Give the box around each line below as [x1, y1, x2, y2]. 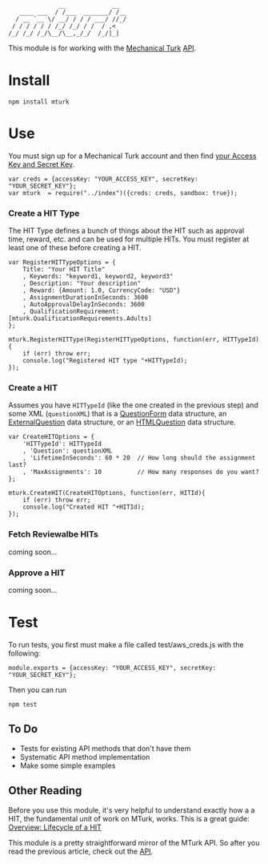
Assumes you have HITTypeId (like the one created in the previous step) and [8, 400, 258, 410]
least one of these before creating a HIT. [8, 243, 142, 253]
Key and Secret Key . [8, 159, 75, 169]
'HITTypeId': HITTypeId [22, 440, 102, 448]
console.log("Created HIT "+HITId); [22, 503, 146, 511]
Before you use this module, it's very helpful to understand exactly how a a [8, 805, 255, 815]
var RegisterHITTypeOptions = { [8, 258, 116, 266]
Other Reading [8, 784, 82, 797]
